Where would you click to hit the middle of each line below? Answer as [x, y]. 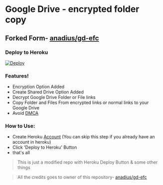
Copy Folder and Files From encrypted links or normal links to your [81, 102]
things [24, 168]
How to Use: [20, 126]
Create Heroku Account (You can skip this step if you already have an [83, 137]
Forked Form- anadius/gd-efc [52, 38]
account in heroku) [32, 142]
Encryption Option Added [38, 87]
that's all [21, 153]
